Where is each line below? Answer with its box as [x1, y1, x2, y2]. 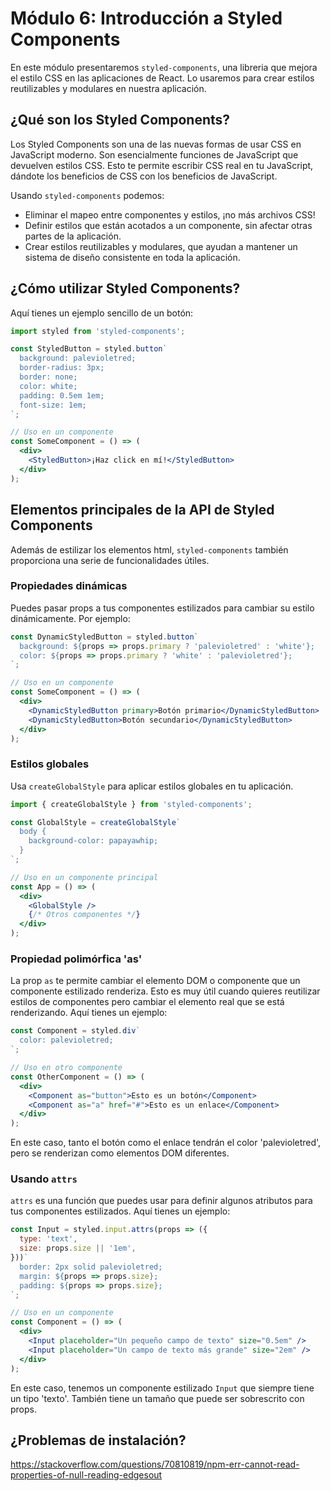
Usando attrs [10, 1172, 78, 1186]
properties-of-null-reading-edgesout [10, 1469, 163, 1481]
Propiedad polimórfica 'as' [10, 952, 143, 966]
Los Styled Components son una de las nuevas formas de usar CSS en [10, 138, 302, 150]
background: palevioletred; [19, 353, 137, 364]
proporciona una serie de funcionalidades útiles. [10, 554, 210, 566]
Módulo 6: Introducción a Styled [10, 7, 283, 30]
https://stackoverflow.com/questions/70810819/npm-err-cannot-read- [10, 1458, 300, 1471]
